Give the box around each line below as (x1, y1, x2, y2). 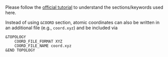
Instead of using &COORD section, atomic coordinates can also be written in (5, 20, 160, 25)
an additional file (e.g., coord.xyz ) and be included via (5, 25, 118, 31)
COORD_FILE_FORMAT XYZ (14, 39, 63, 44)
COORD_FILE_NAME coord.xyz (14, 43, 72, 48)
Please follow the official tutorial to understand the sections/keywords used (5, 5, 163, 10)
